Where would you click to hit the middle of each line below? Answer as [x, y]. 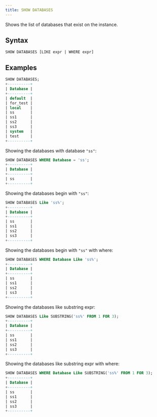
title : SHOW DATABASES [29, 10]
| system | [19, 131]
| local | [19, 108]
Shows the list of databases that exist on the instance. [62, 24]
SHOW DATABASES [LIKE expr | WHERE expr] [50, 52]
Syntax [17, 40]
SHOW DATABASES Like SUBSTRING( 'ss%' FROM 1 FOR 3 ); [62, 316]
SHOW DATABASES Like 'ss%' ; [35, 202]
